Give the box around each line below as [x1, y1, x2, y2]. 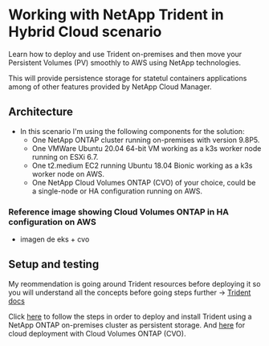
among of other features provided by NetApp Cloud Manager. [8, 82, 212, 92]
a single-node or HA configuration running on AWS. [31, 186, 203, 196]
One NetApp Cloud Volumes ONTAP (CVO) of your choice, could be [31, 177, 256, 187]
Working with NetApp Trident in [8, 6, 225, 24]
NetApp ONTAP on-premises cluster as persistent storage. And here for [8, 320, 246, 330]
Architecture [8, 105, 74, 119]
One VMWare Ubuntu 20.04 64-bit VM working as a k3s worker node [31, 143, 262, 153]
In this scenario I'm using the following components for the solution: [19, 126, 245, 136]
